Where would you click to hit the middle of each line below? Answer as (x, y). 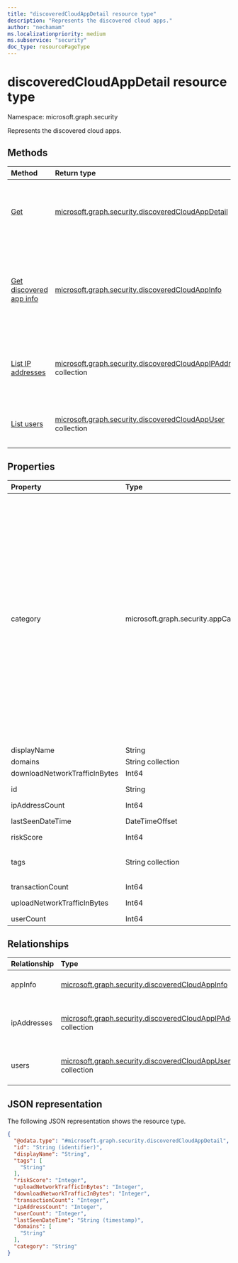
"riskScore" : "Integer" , (50, 1181)
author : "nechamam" (36, 27)
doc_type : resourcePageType (49, 47)
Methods (28, 153)
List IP (21, 363)
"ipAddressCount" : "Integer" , (58, 1207)
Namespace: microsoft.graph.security (63, 116)
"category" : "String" (46, 1247)
